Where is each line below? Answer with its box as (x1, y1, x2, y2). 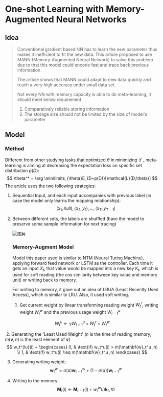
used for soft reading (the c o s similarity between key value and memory (12, 272, 158, 277)
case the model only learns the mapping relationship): (12, 198, 121, 203)
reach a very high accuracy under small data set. (17, 82, 116, 88)
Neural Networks (56, 14, 127, 25)
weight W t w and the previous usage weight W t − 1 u (19, 308, 121, 316)
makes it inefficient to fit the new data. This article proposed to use (17, 51, 152, 57)
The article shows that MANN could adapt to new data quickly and (17, 77, 151, 82)
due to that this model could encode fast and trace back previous (17, 62, 149, 68)
